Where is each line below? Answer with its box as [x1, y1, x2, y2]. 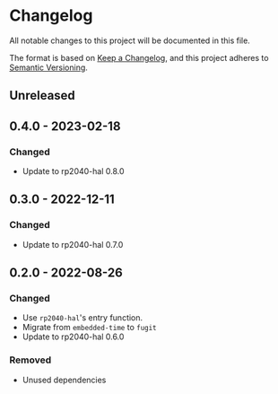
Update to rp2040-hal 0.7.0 [22, 239, 124, 250]
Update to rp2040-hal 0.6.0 [22, 331, 125, 342]
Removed [9, 354, 52, 366]
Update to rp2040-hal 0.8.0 [22, 166, 125, 177]
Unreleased [9, 88, 76, 103]
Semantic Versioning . [9, 62, 88, 73]
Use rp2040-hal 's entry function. [22, 312, 143, 323]
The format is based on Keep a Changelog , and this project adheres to [9, 52, 269, 63]
